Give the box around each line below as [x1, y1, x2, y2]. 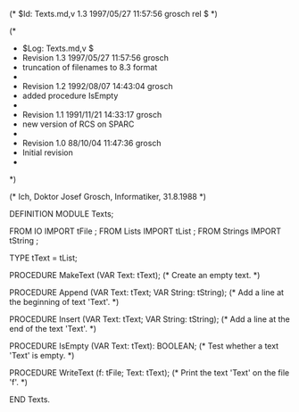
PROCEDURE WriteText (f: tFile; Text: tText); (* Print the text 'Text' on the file [9, 367, 290, 378]
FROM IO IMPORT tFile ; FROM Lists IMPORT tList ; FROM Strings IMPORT [9, 226, 282, 236]
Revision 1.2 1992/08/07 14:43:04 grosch [21, 81, 173, 91]
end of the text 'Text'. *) [9, 324, 96, 334]
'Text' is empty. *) [9, 350, 75, 360]
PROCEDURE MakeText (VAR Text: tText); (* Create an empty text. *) [9, 270, 261, 280]
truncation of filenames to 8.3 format [21, 62, 158, 72]
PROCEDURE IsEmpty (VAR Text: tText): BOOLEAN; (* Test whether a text [9, 341, 279, 351]
